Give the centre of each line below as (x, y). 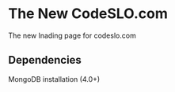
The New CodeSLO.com (88, 14)
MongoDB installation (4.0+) (54, 79)
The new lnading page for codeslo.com (72, 35)
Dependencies (45, 60)
